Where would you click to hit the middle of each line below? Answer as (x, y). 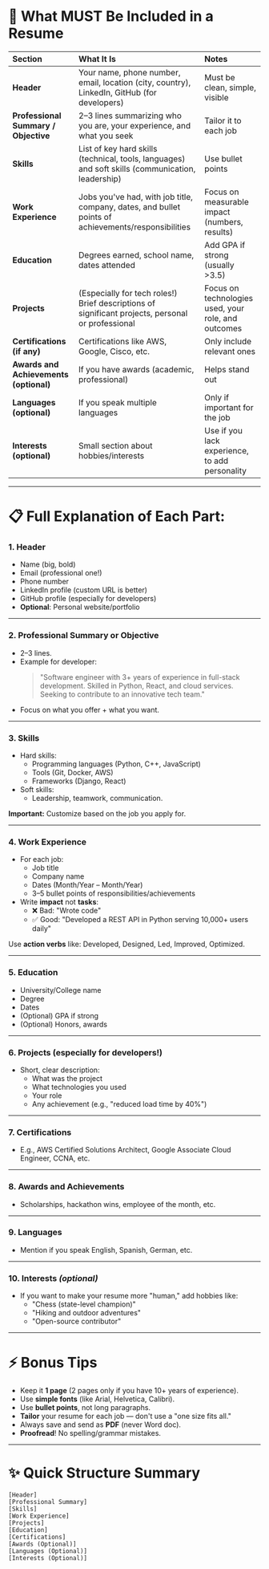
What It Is (97, 59)
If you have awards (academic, (137, 369)
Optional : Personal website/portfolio (80, 607)
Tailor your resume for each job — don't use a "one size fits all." (126, 1417)
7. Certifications (40, 1132)
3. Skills (24, 738)
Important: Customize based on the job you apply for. (97, 814)
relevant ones (230, 351)
